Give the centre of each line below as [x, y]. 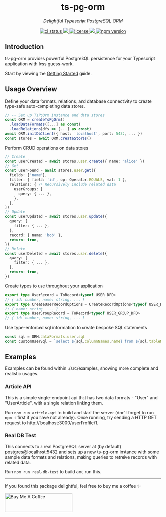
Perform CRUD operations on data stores [47, 148]
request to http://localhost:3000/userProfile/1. [52, 423]
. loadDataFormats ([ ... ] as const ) [45, 125]
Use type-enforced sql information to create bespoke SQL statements [76, 327]
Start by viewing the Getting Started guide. [49, 73]
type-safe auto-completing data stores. [45, 106]
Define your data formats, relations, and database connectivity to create [78, 101]
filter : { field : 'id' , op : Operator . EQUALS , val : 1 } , [68, 180]
